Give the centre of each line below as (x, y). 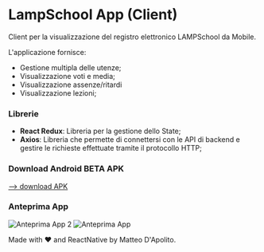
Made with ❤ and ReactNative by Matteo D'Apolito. (92, 239)
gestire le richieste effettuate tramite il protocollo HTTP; (111, 148)
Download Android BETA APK (66, 169)
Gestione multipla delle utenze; (70, 67)
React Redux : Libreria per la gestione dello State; (100, 131)
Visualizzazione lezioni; (58, 93)
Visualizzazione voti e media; (67, 76)
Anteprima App (39, 207)
